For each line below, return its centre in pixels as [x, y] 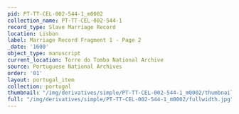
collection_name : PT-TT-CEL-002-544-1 [65, 21]
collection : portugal [39, 86]
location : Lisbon [33, 34]
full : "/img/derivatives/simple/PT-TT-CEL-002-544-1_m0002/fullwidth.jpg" [121, 100]
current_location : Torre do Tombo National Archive [85, 60]
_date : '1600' [28, 47]
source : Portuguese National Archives [65, 67]
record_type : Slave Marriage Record [62, 27]
